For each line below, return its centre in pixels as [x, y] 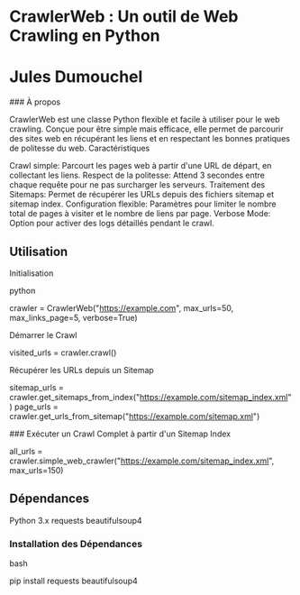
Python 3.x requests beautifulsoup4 [76, 520]
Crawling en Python [85, 36]
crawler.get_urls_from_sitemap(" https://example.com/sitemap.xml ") [135, 416]
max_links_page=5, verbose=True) [73, 317]
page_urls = [36, 407]
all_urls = [26, 451]
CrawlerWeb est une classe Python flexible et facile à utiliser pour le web [145, 120]
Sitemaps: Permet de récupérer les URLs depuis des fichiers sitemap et [142, 195]
